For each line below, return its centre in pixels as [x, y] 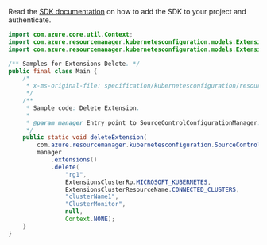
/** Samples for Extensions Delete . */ [74, 64]
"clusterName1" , [92, 197]
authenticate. [30, 20]
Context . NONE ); [90, 219]
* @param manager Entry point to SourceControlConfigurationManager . [143, 122]
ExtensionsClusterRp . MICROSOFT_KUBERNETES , [138, 182]
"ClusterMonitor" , [95, 204]
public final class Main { [53, 71]
